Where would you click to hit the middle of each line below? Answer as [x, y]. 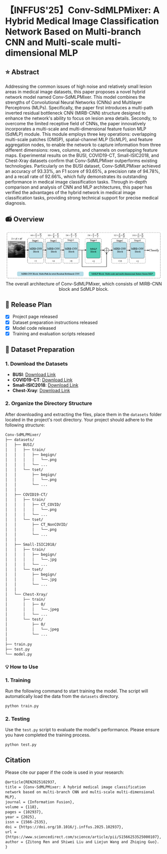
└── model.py [19, 654]
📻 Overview [25, 219]
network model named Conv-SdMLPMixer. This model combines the [75, 97]
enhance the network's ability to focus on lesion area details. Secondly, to [81, 118]
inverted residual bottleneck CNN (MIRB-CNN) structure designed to [76, 113]
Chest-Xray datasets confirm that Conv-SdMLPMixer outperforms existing [82, 161]
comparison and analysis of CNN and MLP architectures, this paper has [79, 187]
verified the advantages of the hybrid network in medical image [70, 192]
